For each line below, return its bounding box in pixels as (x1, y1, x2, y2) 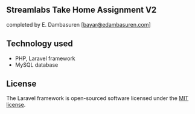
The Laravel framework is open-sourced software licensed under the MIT (6, 95, 189, 102)
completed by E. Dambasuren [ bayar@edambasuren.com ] (6, 21, 151, 28)
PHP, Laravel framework (14, 55, 75, 62)
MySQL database (14, 61, 59, 69)
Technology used (6, 39, 74, 49)
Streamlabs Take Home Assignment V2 (6, 5, 157, 15)
